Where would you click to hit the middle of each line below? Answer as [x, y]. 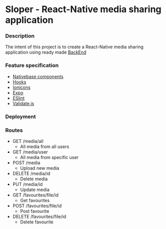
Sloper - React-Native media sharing [83, 9]
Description [20, 36]
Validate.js [23, 103]
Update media [35, 189]
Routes [14, 130]
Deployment [21, 117]
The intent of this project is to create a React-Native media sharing [74, 47]
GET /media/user [30, 152]
